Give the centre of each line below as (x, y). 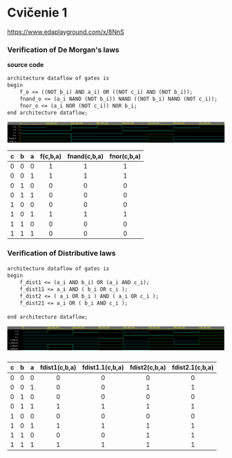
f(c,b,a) (51, 156)
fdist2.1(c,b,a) (193, 368)
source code (26, 65)
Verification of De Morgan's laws (63, 50)
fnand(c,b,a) (86, 156)
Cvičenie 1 (37, 13)
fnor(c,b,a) (125, 156)
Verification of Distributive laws (61, 254)
